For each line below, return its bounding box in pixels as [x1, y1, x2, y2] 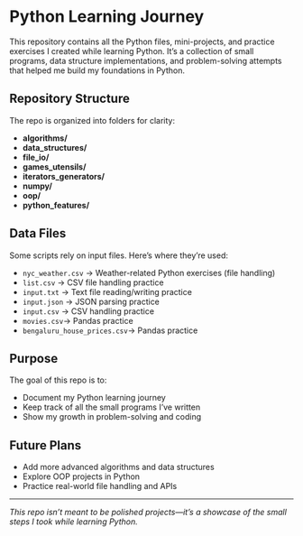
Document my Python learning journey [22, 393, 167, 403]
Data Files [9, 226, 67, 241]
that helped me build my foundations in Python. [9, 65, 185, 76]
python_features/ [22, 199, 90, 210]
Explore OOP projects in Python [22, 471, 141, 482]
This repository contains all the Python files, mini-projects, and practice [9, 36, 275, 47]
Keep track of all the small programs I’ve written [22, 402, 201, 412]
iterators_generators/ [22, 171, 106, 181]
